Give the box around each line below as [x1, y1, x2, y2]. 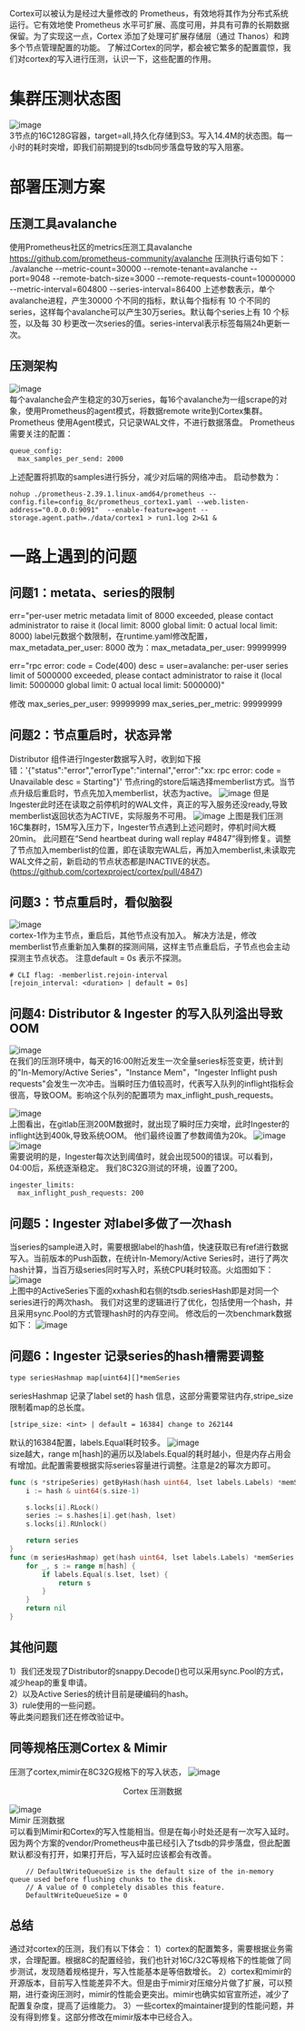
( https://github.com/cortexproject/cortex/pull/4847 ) [9, 865, 203, 876]
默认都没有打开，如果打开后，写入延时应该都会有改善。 [9, 1848, 216, 1859]
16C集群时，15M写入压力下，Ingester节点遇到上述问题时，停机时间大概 [9, 822, 277, 833]
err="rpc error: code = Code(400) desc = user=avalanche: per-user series [9, 660, 289, 671]
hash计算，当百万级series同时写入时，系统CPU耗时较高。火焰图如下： [9, 1264, 274, 1275]
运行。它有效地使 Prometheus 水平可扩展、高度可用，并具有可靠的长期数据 [9, 19, 290, 30]
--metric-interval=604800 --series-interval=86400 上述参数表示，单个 [9, 283, 275, 294]
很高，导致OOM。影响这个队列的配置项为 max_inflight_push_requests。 [9, 1090, 279, 1101]
